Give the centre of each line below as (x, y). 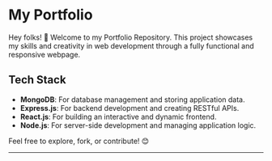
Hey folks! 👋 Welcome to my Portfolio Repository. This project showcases (131, 37)
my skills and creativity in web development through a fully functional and (131, 45)
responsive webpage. (45, 54)
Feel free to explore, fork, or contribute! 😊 (79, 141)
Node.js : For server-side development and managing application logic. (138, 125)
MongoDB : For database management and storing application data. (132, 100)
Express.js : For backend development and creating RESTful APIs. (130, 108)
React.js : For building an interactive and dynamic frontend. (118, 117)
